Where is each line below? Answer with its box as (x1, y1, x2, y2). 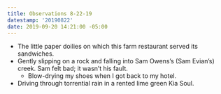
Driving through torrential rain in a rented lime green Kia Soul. (17, 79, 194, 88)
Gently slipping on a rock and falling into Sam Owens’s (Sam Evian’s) (17, 57, 215, 65)
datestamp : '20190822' (7, 17, 73, 24)
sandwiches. (17, 49, 55, 58)
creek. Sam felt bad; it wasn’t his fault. (17, 64, 128, 73)
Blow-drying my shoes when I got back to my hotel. (27, 72, 177, 80)
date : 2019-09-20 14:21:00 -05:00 (7, 23, 108, 30)
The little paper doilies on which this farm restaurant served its (17, 42, 198, 51)
